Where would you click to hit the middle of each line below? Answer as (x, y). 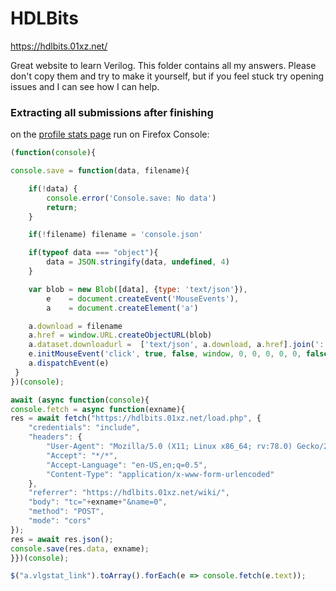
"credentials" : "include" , (84, 428)
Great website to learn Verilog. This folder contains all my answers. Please (163, 65)
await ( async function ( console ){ (80, 400)
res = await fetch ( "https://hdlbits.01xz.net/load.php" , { (136, 418)
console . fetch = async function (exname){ (98, 409)
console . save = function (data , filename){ (100, 171)
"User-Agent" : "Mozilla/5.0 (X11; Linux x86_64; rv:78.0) (169, 447)
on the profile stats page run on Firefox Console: (110, 134)
